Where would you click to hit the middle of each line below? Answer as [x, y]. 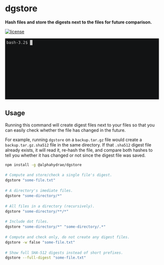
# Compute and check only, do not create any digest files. [68, 237]
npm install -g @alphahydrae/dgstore [43, 165]
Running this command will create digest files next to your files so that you [80, 125]
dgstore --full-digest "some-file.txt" [46, 258]
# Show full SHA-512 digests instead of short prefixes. [64, 253]
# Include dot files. [27, 222]
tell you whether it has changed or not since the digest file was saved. [75, 155]
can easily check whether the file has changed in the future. [65, 130]
